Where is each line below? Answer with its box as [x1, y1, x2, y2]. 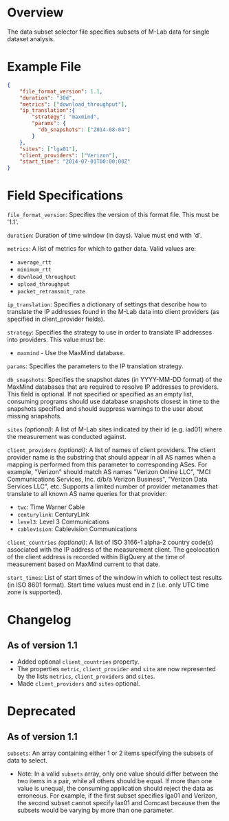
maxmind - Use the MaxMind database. [17, 349, 125, 357]
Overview [7, 5, 64, 21]
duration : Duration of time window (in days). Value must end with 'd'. [7, 232, 202, 240]
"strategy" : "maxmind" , [32, 113, 100, 121]
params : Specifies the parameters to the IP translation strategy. [7, 362, 184, 370]
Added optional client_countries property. [17, 657, 140, 666]
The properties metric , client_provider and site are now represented [17, 665, 217, 673]
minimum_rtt [17, 267, 52, 273]
